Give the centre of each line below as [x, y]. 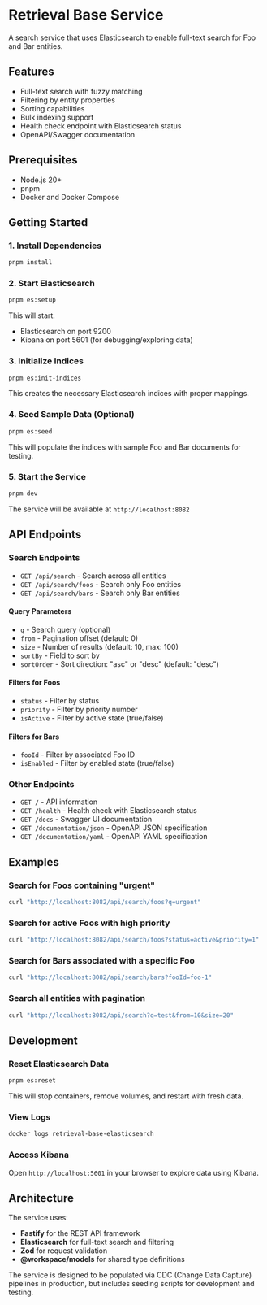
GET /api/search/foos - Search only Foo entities [100, 584]
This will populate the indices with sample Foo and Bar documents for [125, 447]
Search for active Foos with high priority [89, 923]
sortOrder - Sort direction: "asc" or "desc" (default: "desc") [119, 663]
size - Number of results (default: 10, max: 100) [99, 646]
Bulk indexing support [57, 117]
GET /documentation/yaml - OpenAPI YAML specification [114, 837]
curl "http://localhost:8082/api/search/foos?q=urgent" [105, 903]
